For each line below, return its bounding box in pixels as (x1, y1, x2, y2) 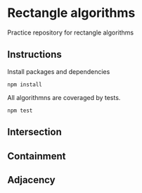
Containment (7, 150, 66, 162)
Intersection (7, 126, 62, 138)
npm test (7, 107, 33, 114)
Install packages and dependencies (7, 67, 110, 75)
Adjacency (7, 174, 56, 186)
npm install (7, 81, 42, 88)
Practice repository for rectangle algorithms (7, 28, 134, 37)
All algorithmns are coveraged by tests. (7, 93, 121, 101)
